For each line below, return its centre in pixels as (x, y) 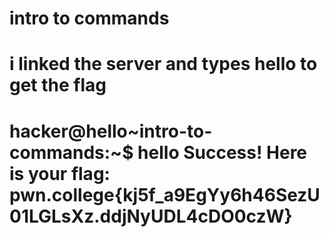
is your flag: (60, 173)
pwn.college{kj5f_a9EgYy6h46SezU (165, 194)
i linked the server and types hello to (163, 64)
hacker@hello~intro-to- (111, 131)
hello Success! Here (222, 152)
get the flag (58, 85)
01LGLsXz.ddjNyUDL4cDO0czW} (151, 216)
